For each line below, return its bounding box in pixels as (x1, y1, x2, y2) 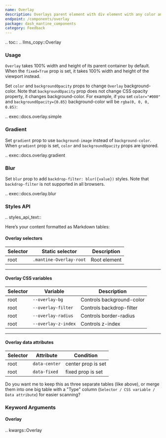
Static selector (41, 248, 77, 255)
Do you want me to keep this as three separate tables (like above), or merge (5, 381, 160, 387)
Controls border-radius (81, 312, 135, 319)
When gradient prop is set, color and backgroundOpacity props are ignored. (5, 142, 159, 149)
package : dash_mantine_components (5, 21, 77, 26)
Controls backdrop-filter (81, 304, 138, 311)
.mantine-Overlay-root (33, 257, 86, 263)
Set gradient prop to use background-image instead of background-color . (5, 137, 152, 143)
